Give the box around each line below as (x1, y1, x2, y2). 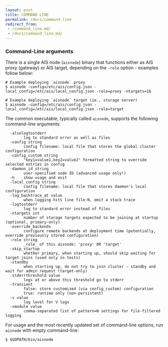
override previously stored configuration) (5, 233, 99, 238)
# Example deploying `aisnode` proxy (5, 80, 86, 85)
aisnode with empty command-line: (5, 327, 79, 333)
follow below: (5, 70, 34, 76)
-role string (10, 237, 38, 243)
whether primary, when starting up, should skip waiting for (23, 251, 156, 256)
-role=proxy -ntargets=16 (96, 89, 152, 94)
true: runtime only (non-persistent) (23, 291, 103, 296)
